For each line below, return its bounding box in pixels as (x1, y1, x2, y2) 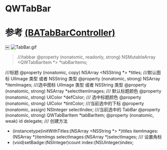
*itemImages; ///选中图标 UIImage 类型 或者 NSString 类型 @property (5, 82, 147, 88)
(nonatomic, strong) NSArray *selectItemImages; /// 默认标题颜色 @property (5, 88, 162, 94)
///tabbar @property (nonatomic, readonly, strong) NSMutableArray (17, 54, 156, 60)
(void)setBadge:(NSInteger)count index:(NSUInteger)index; (12, 140, 134, 146)
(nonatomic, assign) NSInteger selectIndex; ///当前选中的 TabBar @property (5, 107, 161, 113)
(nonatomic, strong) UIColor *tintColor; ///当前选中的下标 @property (5, 100, 144, 106)
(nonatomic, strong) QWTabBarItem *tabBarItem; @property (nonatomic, (5, 112, 154, 118)
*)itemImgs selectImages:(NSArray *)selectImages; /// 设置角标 (32, 134, 162, 140)
